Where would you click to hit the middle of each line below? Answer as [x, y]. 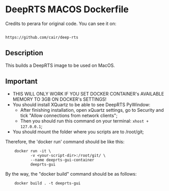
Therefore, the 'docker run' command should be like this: [65, 141]
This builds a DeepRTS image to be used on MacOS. [60, 65]
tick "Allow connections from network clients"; [69, 115]
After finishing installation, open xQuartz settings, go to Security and [92, 110]
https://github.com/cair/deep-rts [42, 37]
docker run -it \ [33, 151]
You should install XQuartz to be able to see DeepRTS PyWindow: [81, 104]
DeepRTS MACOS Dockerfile [67, 9]
